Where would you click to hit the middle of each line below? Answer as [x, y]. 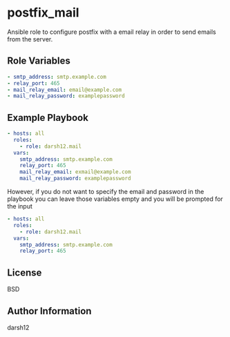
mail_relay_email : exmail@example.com [75, 172]
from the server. [30, 39]
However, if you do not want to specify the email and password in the [106, 192]
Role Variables [39, 61]
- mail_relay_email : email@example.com [65, 90]
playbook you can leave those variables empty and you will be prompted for [115, 199]
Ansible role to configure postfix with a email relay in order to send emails [112, 32]
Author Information [49, 311]
